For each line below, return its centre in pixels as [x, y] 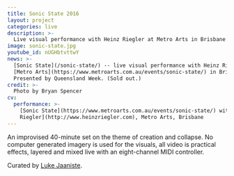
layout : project [31, 20]
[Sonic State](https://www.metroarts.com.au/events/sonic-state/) [118, 111]
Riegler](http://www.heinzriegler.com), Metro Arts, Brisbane [112, 117]
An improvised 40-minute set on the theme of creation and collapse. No [110, 137]
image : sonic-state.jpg [42, 46]
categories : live [32, 26]
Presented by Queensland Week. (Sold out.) [77, 78]
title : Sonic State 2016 [43, 14]
